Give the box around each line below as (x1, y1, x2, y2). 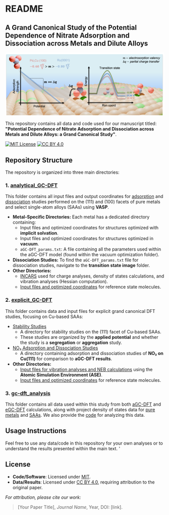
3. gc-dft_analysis (5, 389, 51, 397)
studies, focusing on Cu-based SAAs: (5, 313, 83, 320)
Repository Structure (5, 155, 73, 165)
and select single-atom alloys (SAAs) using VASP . (5, 204, 109, 210)
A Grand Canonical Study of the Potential (5, 23, 137, 32)
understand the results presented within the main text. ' (5, 445, 121, 451)
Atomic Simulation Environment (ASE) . (20, 372, 102, 378)
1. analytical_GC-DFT (5, 182, 58, 189)
